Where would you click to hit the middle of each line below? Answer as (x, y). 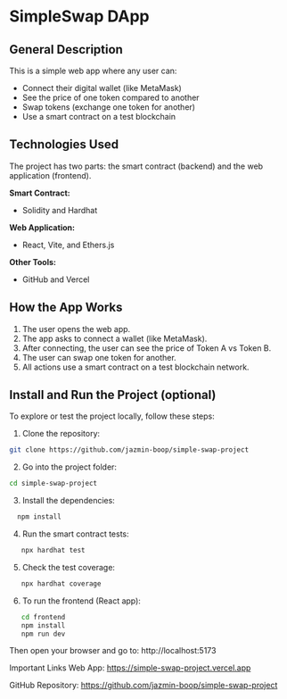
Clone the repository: (61, 434)
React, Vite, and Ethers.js (68, 245)
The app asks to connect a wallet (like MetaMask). (115, 338)
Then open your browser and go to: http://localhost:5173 (113, 651)
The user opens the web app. (76, 329)
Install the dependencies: (69, 501)
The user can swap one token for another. (99, 357)
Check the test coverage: (69, 567)
